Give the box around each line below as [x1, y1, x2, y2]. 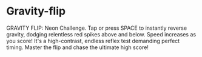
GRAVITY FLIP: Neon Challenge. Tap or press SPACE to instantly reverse [6, 24, 187, 32]
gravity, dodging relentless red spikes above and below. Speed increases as [6, 30, 196, 38]
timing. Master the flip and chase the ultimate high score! [6, 44, 149, 51]
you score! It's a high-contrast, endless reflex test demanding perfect [6, 37, 180, 44]
